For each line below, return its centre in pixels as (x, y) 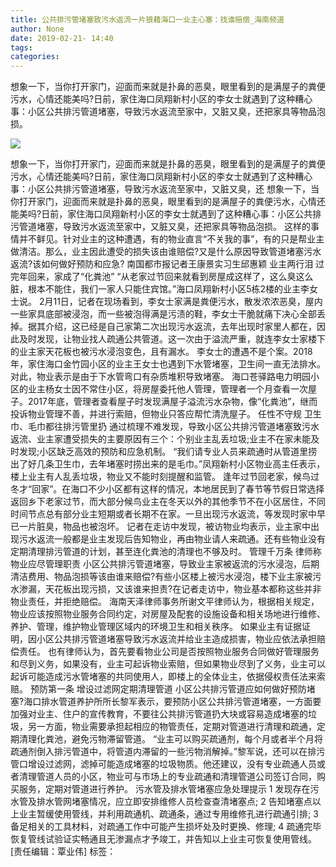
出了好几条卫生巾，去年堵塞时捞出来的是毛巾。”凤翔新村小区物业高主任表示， (168, 464)
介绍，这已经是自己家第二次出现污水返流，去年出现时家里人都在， (180, 327)
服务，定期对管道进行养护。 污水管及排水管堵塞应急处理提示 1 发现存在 (164, 789)
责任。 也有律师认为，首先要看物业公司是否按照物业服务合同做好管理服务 (169, 652)
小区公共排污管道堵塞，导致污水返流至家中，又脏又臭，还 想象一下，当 (173, 189)
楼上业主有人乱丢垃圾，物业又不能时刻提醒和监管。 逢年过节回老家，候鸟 (160, 477)
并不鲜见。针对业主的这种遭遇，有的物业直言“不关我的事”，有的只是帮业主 (171, 239)
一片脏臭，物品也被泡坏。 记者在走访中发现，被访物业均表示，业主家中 (164, 527)
